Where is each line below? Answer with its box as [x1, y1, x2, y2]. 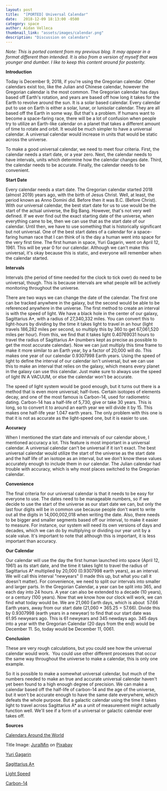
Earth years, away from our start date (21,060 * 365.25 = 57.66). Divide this [5, 605, 161, 611]
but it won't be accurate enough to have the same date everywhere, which [5, 692, 158, 698]
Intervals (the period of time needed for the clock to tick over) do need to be [5, 274, 162, 280]
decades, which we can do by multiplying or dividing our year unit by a [5, 527, 151, 533]
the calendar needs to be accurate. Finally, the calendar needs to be [5, 162, 146, 168]
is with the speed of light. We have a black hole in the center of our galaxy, [5, 310, 159, 316]
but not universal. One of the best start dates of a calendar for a [5, 229, 136, 235]
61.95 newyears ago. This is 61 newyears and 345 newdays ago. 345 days [5, 615, 158, 621]
